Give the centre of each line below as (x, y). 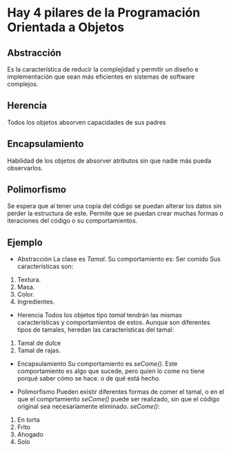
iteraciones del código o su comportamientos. (72, 221)
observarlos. (25, 168)
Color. (26, 294)
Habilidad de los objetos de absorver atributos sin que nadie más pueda (109, 161)
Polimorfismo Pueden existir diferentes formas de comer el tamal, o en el (121, 392)
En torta (28, 420)
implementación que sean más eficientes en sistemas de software (101, 77)
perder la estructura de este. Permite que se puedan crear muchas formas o (115, 213)
